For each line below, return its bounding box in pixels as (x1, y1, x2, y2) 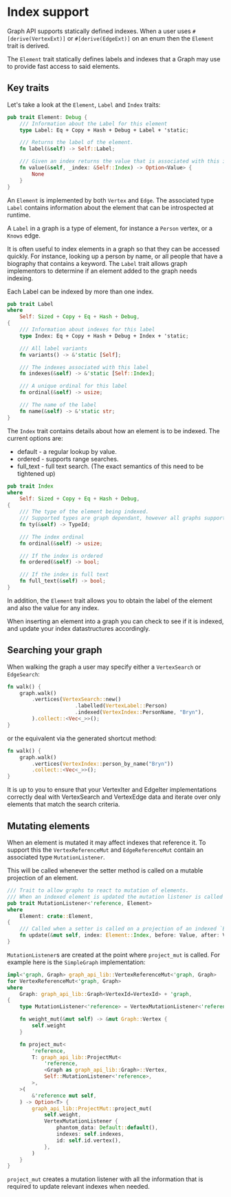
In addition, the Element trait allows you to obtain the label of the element (7, 596, 212, 605)
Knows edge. (7, 231, 41, 240)
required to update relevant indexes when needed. (7, 1183, 150, 1191)
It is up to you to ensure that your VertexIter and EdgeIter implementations (7, 786, 217, 794)
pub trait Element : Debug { (7, 114, 88, 121)
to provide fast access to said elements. (7, 62, 120, 70)
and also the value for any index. (7, 603, 100, 612)
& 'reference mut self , (32, 1092, 97, 1099)
